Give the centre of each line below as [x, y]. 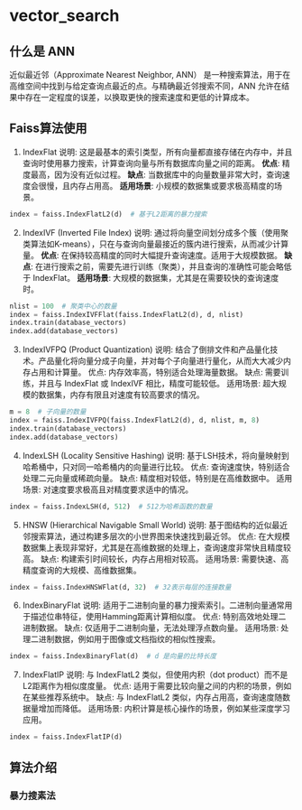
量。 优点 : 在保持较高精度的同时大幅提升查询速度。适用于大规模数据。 [152, 255]
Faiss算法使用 [48, 129]
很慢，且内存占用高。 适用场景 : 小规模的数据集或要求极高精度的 [156, 185]
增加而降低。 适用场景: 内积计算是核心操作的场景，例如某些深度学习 [164, 709]
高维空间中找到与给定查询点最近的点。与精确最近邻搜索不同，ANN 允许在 [146, 86]
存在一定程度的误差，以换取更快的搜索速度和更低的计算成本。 [139, 97]
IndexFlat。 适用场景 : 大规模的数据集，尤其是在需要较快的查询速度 [156, 277]
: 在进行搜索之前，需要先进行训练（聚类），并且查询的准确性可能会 [153, 266]
